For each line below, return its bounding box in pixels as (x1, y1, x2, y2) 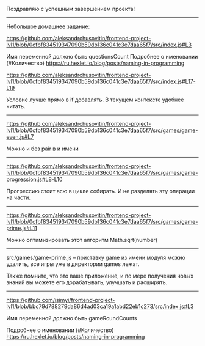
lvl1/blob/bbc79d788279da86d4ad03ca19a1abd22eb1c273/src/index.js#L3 (6, 303, 194, 310)
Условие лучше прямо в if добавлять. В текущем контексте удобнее (6, 96, 184, 103)
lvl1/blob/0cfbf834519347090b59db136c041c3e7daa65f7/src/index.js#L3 (6, 41, 192, 48)
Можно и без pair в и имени (6, 145, 79, 152)
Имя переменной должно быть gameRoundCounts (6, 315, 137, 322)
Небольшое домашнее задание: (6, 23, 90, 30)
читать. (6, 103, 26, 109)
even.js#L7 (6, 133, 34, 140)
